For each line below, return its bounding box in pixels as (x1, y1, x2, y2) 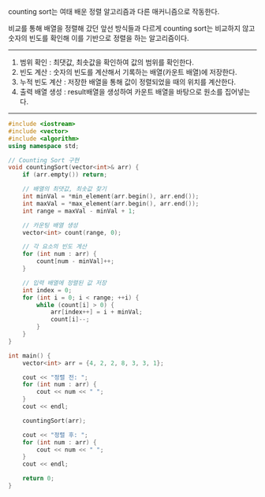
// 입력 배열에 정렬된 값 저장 (22, 279, 107, 287)
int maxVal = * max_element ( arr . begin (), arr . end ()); (22, 199, 200, 207)
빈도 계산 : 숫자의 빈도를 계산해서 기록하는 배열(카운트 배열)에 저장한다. (19, 68, 237, 76)
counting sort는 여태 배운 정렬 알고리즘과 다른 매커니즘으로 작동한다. (8, 7, 220, 16)
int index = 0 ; (22, 286, 73, 294)
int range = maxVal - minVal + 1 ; (22, 207, 136, 215)
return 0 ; (22, 475, 55, 483)
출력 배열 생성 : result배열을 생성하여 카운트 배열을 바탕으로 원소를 (19, 87, 223, 96)
